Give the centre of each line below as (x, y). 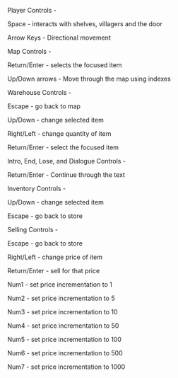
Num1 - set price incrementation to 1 (60, 285)
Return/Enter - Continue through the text (66, 175)
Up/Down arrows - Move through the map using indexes (89, 79)
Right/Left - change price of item (55, 257)
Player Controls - (32, 10)
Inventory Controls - (37, 188)
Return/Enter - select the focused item (63, 147)
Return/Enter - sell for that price (54, 271)
